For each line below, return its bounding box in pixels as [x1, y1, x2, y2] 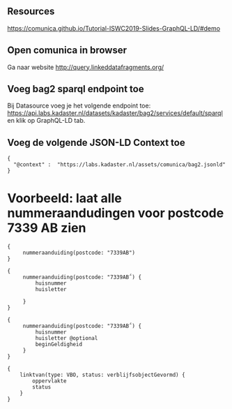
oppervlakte [32, 378, 68, 385]
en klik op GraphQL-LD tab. [7, 117, 86, 125]
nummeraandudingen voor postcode [7, 205, 224, 221]
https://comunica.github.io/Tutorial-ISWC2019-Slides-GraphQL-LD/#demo [7, 24, 221, 32]
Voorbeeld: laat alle [7, 191, 122, 207]
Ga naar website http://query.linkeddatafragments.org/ [7, 63, 164, 71]
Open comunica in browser [7, 45, 127, 57]
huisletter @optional [35, 335, 98, 342]
